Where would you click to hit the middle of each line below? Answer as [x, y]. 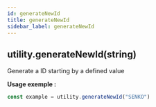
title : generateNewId [38, 20]
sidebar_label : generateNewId [51, 26]
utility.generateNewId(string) [72, 54]
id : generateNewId [34, 13]
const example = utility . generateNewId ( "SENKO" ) [79, 97]
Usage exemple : [32, 84]
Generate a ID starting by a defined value [66, 71]
